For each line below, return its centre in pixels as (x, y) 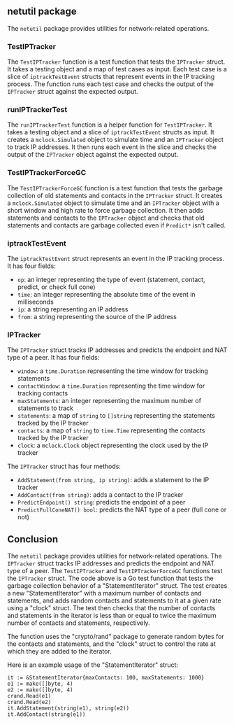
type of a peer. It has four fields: (53, 358)
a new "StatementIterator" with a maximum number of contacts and (104, 593)
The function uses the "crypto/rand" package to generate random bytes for (116, 637)
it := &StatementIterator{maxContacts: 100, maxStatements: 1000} (106, 678)
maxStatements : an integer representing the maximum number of (109, 401)
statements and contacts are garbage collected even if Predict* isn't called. (117, 225)
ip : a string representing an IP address (73, 309)
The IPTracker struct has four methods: (64, 466)
